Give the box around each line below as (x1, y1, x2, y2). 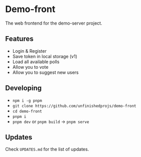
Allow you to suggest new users (12, 69, 79, 75)
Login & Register (12, 48, 47, 54)
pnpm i (12, 114, 27, 119)
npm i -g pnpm (12, 98, 42, 103)
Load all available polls (12, 59, 60, 65)
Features (5, 35, 34, 43)
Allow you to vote (12, 64, 49, 70)
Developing (5, 84, 42, 92)
